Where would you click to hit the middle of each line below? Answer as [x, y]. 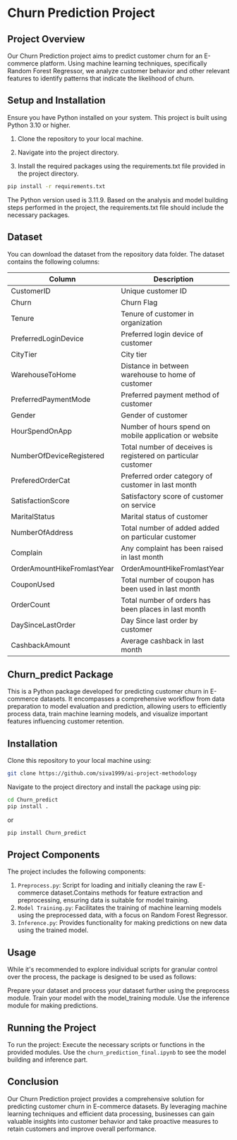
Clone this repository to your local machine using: [79, 761]
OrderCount [31, 604]
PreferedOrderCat [41, 480]
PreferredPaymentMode [51, 399]
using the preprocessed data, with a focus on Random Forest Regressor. [122, 915]
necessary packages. [38, 215]
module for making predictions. [53, 1005]
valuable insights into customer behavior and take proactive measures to [113, 1121]
